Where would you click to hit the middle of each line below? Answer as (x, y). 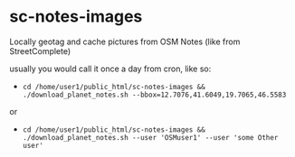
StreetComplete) (40, 51)
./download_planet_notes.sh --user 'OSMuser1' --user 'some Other (150, 137)
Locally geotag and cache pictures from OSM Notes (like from (125, 42)
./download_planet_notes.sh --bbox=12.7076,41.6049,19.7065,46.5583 (154, 95)
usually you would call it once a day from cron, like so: (110, 69)
